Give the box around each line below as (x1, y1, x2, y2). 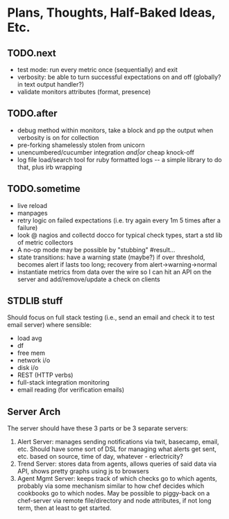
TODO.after (7, 107, 58, 119)
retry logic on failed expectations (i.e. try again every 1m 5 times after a (17, 216, 221, 225)
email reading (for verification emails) (17, 386, 125, 394)
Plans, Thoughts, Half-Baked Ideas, (7, 5, 216, 21)
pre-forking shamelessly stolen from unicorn (17, 141, 145, 149)
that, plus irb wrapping (17, 163, 83, 171)
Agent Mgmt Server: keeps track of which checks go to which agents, (17, 475, 217, 483)
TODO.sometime (7, 183, 81, 195)
